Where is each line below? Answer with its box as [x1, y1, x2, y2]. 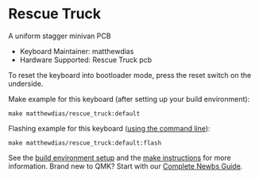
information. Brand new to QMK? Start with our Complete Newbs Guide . [8, 161, 243, 171]
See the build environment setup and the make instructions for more [8, 153, 232, 162]
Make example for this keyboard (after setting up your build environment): [8, 94, 250, 103]
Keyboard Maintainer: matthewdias [19, 46, 134, 56]
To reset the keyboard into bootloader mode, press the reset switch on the [8, 70, 252, 80]
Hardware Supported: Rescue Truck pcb [19, 55, 153, 64]
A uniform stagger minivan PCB [8, 31, 111, 41]
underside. [8, 79, 44, 88]
